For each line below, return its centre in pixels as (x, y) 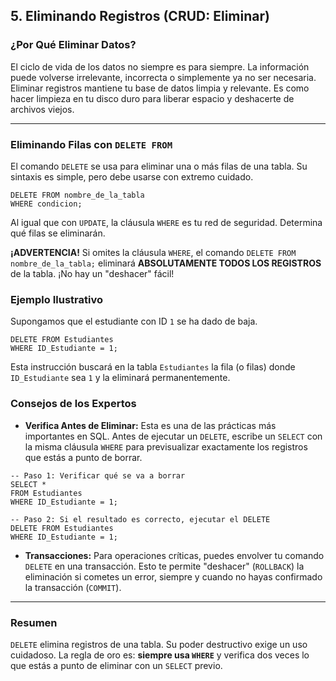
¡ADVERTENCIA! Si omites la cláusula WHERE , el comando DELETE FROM (153, 252)
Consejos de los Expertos (73, 404)
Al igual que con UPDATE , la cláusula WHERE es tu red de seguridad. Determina (166, 222)
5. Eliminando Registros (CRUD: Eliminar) (140, 16)
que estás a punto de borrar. (83, 457)
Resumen (34, 622)
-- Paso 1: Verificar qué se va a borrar (98, 475)
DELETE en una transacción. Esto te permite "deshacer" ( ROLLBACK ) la (164, 566)
